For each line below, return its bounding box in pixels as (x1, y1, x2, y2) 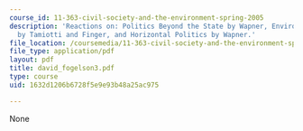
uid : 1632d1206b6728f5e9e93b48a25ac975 (9, 80, 160, 89)
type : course (9, 72, 59, 81)
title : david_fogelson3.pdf (9, 64, 115, 73)
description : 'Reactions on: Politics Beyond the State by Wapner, (9, 22, 269, 31)
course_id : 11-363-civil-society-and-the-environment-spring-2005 (9, 13, 264, 23)
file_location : (9, 38, 67, 48)
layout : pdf (9, 55, 54, 64)
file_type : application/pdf (9, 47, 115, 56)
